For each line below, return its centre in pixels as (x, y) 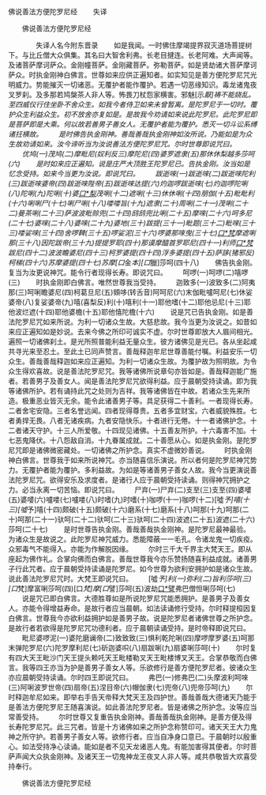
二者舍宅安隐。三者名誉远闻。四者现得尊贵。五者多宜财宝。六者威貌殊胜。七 (133, 411)
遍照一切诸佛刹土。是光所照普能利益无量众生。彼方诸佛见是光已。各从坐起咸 (133, 341)
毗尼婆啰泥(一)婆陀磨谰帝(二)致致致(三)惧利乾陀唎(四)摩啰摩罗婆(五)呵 (135, 638)
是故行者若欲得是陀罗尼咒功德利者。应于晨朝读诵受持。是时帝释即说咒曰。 (129, 628)
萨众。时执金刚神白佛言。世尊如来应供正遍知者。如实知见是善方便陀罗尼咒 (129, 75)
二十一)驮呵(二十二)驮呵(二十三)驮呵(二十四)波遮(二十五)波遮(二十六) (145, 519)
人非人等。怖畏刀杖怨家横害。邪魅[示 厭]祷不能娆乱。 (170, 94)
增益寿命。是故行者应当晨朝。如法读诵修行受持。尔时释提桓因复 (153, 608)
